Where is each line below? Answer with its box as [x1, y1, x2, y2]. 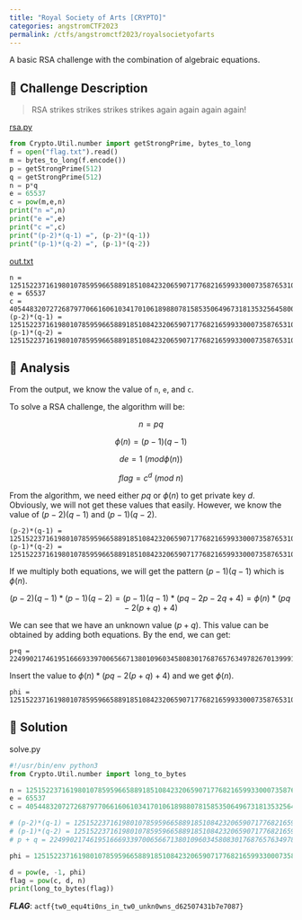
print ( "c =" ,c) [9, 222, 67, 232]
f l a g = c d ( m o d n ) [118, 471, 184, 483]
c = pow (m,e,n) [9, 198, 67, 207]
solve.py [9, 743, 41, 755]
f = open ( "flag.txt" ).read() [9, 147, 119, 157]
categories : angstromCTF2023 [9, 22, 119, 31]
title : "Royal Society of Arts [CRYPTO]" [9, 13, 167, 22]
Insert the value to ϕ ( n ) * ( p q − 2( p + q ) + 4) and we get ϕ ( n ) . [9, 670, 235, 681]
